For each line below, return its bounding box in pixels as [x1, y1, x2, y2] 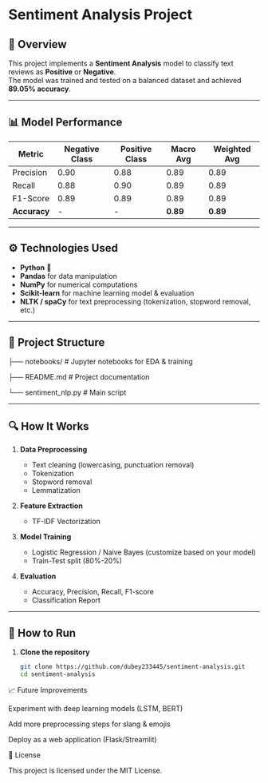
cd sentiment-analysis [19, 670, 96, 678]
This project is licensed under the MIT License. [8, 765, 163, 775]
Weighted [213, 143, 251, 154]
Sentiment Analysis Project [8, 6, 193, 24]
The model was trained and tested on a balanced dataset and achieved [8, 76, 242, 85]
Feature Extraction [19, 501, 84, 511]
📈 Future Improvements [8, 685, 88, 694]
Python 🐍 [19, 262, 52, 272]
